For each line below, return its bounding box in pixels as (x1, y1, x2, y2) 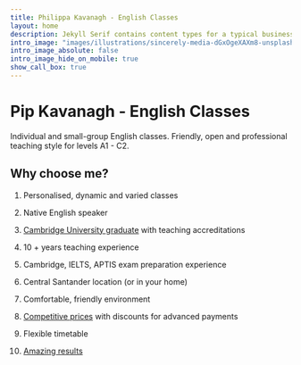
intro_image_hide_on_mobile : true (10, 54, 139, 63)
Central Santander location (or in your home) (22, 276, 188, 286)
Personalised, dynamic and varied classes (22, 189, 179, 201)
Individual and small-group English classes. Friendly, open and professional (10, 130, 288, 141)
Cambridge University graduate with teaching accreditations (22, 224, 246, 235)
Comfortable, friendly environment (22, 294, 151, 304)
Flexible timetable (22, 328, 88, 339)
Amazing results (22, 345, 83, 356)
